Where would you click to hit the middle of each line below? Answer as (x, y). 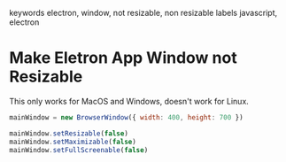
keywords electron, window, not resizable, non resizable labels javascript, (143, 13)
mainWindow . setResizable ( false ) (69, 133)
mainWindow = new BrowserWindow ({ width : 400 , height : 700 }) (126, 117)
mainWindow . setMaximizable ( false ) (73, 142)
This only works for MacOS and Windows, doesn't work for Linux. (129, 101)
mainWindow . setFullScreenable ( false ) (79, 150)
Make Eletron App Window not (123, 58)
